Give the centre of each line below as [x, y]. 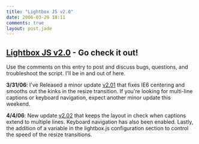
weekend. [18, 104]
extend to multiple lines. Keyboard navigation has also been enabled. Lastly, [100, 122]
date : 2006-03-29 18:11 [36, 17]
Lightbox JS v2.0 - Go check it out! [72, 52]
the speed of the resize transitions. [49, 134]
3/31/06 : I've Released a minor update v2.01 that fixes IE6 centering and [96, 85]
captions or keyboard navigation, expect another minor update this [88, 98]
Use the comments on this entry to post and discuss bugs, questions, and [97, 67]
